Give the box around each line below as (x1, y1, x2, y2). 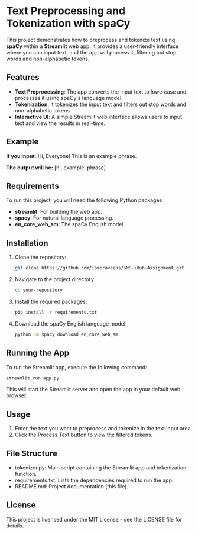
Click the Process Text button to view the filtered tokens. (14, 431, 153, 439)
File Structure (6, 448, 57, 458)
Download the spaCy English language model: (14, 320, 127, 327)
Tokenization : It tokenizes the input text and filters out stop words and (14, 101, 187, 108)
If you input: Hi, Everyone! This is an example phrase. (6, 152, 137, 159)
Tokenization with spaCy (6, 17, 131, 30)
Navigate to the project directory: (14, 276, 96, 283)
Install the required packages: (14, 298, 87, 305)
